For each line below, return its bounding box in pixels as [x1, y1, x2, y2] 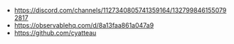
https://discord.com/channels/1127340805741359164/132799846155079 [14, 6, 227, 14]
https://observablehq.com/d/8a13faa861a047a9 [14, 21, 154, 29]
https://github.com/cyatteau [14, 28, 97, 37]
